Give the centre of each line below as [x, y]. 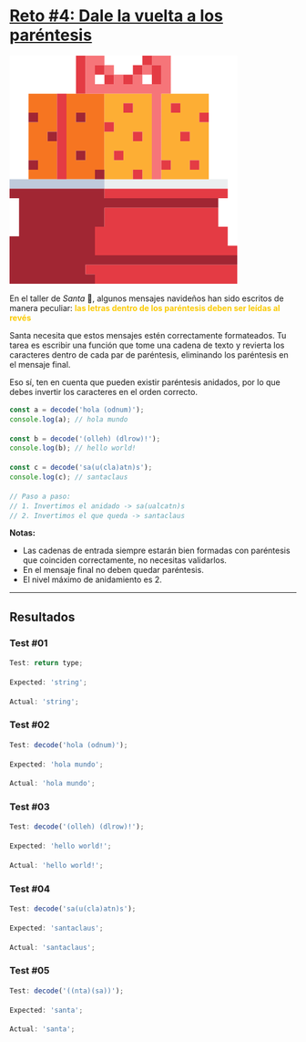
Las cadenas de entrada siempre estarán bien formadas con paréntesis [156, 551]
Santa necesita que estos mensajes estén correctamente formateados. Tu [148, 335]
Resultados [42, 617]
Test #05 [30, 971]
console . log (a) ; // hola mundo [69, 419]
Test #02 [30, 724]
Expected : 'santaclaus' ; [56, 928]
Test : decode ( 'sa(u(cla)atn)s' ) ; [73, 909]
